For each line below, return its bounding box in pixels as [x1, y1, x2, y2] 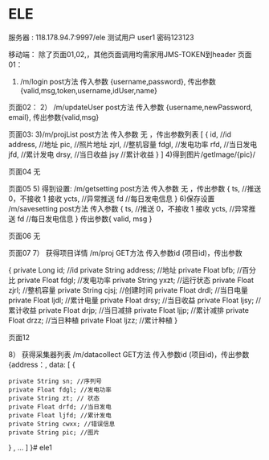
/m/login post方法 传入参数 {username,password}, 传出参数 [19, 76, 217, 86]
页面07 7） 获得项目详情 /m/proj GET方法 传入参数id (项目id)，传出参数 [8, 248, 243, 257]
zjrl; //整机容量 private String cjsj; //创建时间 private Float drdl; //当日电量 [8, 285, 249, 294]
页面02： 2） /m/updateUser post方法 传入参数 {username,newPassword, [8, 102, 253, 112]
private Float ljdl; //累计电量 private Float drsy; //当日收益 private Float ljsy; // [8, 295, 261, 305]
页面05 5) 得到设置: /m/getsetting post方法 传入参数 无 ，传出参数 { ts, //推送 [8, 183, 262, 193]
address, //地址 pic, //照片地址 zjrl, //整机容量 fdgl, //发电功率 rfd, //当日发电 [8, 139, 258, 149]
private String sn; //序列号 [8, 377, 103, 385]
